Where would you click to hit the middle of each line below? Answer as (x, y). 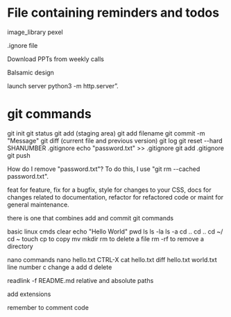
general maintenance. (38, 204)
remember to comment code (48, 307)
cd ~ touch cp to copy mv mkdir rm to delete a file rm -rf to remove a (106, 238)
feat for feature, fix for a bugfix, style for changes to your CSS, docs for (109, 190)
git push (19, 155)
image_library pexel (35, 32)
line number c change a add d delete (60, 267)
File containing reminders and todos (113, 13)
